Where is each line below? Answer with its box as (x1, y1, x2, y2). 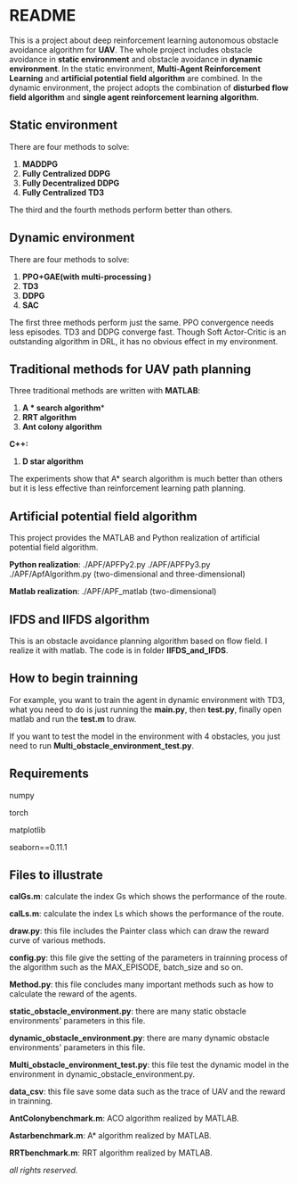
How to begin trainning (9, 671, 139, 686)
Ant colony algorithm (21, 421, 102, 433)
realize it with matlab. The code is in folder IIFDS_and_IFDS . (9, 645, 229, 656)
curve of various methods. (9, 935, 107, 946)
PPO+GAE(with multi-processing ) (21, 271, 152, 282)
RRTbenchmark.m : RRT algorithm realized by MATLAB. (9, 1147, 213, 1158)
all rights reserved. (9, 1165, 78, 1176)
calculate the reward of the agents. (9, 989, 138, 999)
